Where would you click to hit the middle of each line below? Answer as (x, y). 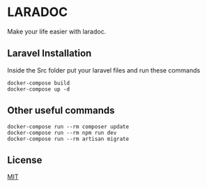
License (25, 160)
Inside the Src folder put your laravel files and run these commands (104, 70)
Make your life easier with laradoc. (57, 31)
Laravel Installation (49, 53)
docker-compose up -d (39, 89)
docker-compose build (39, 83)
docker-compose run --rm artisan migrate (68, 139)
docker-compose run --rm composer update (68, 126)
